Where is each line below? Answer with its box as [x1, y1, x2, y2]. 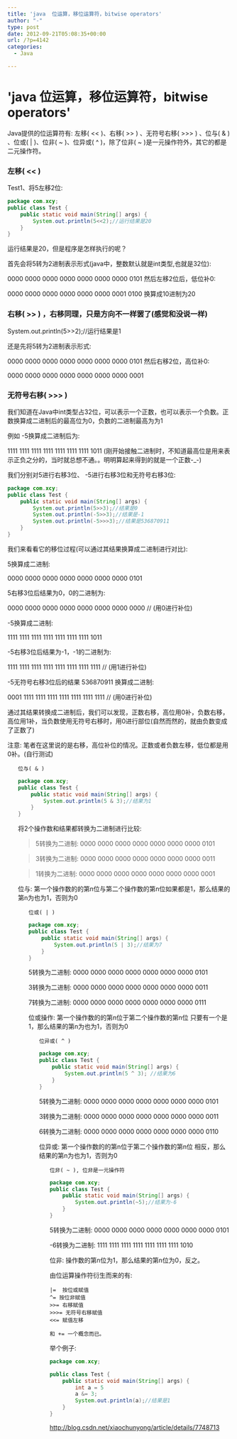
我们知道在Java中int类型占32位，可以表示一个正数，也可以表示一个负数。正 [7, 407, 229, 416]
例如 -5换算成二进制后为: [7, 431, 80, 440]
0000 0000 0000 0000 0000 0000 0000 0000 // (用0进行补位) [7, 603, 193, 612]
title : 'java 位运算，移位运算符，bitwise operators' [7, 10, 162, 18]
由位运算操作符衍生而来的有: [49, 1271, 133, 1279]
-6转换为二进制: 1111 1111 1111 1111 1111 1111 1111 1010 [49, 1240, 194, 1249]
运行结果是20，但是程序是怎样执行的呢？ [7, 244, 128, 253]
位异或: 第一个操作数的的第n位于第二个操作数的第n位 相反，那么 [38, 1142, 226, 1151]
